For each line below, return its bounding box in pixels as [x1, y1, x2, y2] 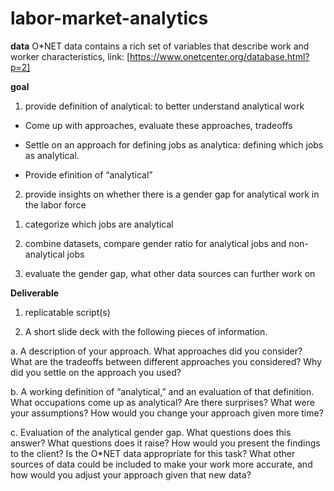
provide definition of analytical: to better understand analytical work [24, 100, 305, 112]
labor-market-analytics [10, 7, 209, 30]
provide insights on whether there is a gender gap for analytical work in [24, 188, 320, 200]
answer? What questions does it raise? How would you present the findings [10, 437, 321, 449]
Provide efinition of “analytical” [24, 168, 153, 181]
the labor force [24, 198, 87, 211]
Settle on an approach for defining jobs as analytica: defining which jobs [24, 138, 324, 151]
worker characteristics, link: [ [10, 50, 131, 62]
